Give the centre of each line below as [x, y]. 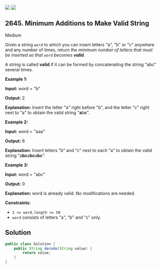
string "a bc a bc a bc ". [25, 155]
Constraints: [18, 203]
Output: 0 [15, 184]
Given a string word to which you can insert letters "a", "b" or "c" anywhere [80, 44]
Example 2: [17, 122]
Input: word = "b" [23, 88]
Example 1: [16, 79]
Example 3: [17, 165]
